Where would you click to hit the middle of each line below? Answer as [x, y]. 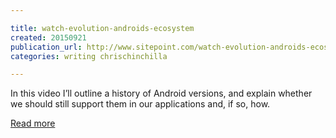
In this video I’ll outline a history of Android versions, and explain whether [161, 93]
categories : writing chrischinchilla [89, 56]
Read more [33, 123]
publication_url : [46, 47]
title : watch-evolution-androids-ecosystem [102, 28]
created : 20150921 [48, 37]
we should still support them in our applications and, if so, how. [140, 104]
